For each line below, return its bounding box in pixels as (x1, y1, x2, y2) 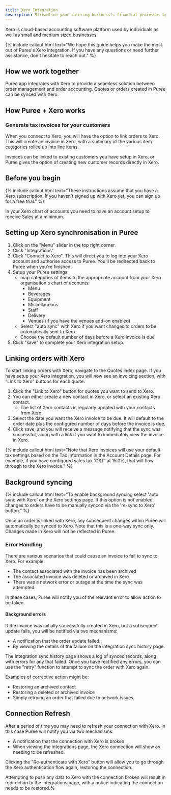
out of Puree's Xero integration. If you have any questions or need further (5, 47, 159, 53)
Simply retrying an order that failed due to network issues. (12, 694, 135, 701)
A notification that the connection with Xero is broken (12, 738, 125, 744)
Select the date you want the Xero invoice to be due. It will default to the (12, 415, 164, 421)
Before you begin (5, 174, 61, 182)
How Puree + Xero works (5, 106, 85, 115)
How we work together (5, 67, 79, 75)
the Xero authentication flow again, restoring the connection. (5, 764, 133, 770)
